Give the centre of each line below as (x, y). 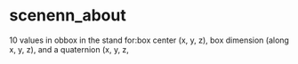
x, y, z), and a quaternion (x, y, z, (69, 49)
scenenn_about (68, 16)
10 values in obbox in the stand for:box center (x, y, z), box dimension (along (149, 40)
